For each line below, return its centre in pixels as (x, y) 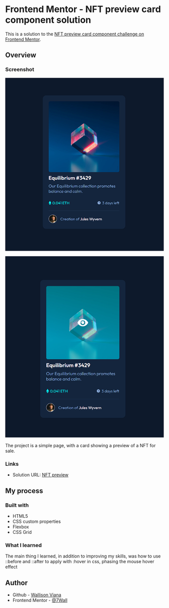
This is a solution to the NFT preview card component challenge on (75, 34)
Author (16, 583)
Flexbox (21, 527)
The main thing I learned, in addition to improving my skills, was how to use (83, 556)
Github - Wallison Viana (37, 595)
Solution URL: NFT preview (40, 475)
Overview (21, 55)
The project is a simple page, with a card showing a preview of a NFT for (80, 445)
